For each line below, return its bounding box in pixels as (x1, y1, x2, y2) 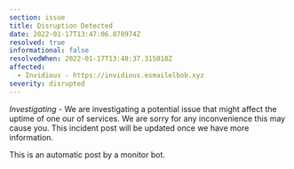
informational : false (9, 46, 90, 55)
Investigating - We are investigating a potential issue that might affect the (9, 103, 277, 114)
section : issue (9, 12, 66, 22)
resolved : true (9, 37, 66, 47)
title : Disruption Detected (9, 21, 114, 30)
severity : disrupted (9, 79, 86, 88)
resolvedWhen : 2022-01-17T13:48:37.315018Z (9, 54, 173, 63)
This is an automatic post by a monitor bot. (9, 149, 166, 160)
